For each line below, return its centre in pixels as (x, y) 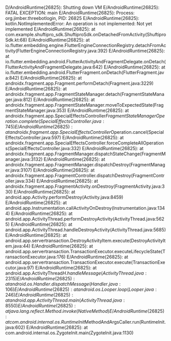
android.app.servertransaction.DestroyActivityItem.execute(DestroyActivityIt (86, 240)
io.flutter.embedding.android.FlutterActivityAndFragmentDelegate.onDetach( (86, 62)
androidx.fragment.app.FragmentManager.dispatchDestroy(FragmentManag (85, 165)
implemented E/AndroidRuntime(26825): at (50, 29)
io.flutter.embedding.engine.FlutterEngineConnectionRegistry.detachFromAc (86, 45)
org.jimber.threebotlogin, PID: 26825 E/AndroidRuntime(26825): (72, 18)
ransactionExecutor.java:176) (35, 257)
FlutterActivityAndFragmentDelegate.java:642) (54, 67)
